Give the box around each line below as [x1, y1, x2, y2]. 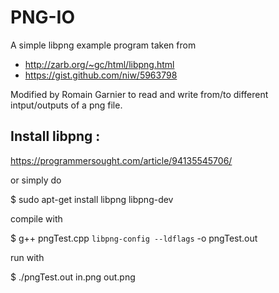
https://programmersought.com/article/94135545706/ [10, 154, 233, 166]
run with [10, 251, 45, 263]
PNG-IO [10, 6, 76, 29]
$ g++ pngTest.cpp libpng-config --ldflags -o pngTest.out [10, 232, 258, 244]
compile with [10, 212, 63, 225]
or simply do [10, 174, 62, 186]
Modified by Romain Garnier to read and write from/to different [10, 88, 269, 100]
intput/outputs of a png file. [10, 99, 123, 111]
